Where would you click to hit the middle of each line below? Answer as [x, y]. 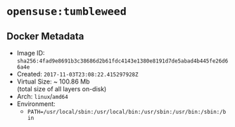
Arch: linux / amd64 [42, 96]
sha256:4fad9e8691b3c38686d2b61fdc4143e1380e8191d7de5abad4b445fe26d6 [122, 61]
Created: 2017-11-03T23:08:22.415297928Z [77, 74]
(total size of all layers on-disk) [62, 89]
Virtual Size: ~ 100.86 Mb [53, 81]
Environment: [36, 104]
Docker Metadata [45, 36]
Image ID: [31, 53]
